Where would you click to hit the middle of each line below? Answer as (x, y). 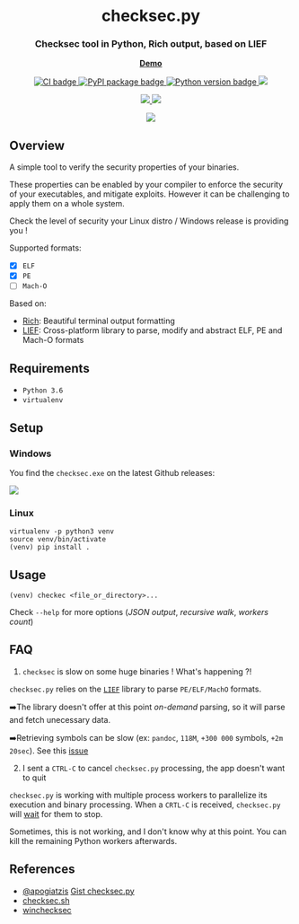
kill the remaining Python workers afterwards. (93, 840)
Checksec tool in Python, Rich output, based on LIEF (151, 44)
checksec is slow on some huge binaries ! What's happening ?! (137, 671)
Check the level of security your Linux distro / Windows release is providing (149, 221)
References (42, 870)
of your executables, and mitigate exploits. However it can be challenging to (149, 194)
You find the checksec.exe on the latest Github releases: (112, 472)
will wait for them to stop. (56, 814)
